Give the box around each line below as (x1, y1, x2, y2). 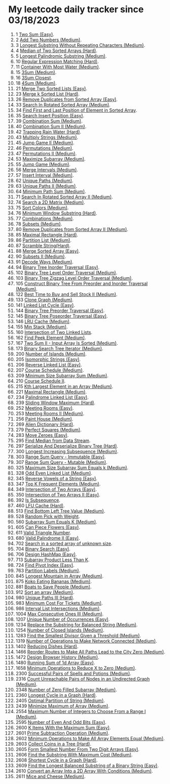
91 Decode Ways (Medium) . (15, 258, 74, 265)
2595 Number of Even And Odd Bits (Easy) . (15, 719, 107, 725)
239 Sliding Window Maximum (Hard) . (15, 399, 96, 406)
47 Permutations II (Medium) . (15, 150, 77, 156)
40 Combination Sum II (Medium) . (15, 123, 87, 129)
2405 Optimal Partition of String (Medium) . (15, 697, 106, 703)
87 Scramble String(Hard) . (15, 242, 71, 248)
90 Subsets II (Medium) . (15, 253, 66, 259)
